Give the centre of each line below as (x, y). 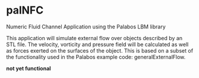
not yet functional (29, 68)
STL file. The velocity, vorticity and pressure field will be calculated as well (97, 44)
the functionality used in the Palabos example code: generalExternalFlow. (96, 57)
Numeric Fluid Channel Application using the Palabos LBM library (86, 27)
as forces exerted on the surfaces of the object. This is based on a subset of (100, 50)
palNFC (25, 10)
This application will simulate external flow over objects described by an (94, 38)
